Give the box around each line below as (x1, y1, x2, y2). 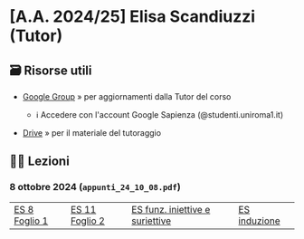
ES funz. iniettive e (130, 203, 211, 215)
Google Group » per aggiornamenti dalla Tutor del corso (22, 91, 232, 101)
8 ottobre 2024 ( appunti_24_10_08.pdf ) (9, 181, 181, 194)
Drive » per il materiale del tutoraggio (22, 128, 161, 138)
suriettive (130, 215, 172, 227)
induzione (238, 215, 280, 227)
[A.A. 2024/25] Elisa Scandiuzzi (9, 6, 256, 27)
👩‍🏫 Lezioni (9, 154, 70, 169)
